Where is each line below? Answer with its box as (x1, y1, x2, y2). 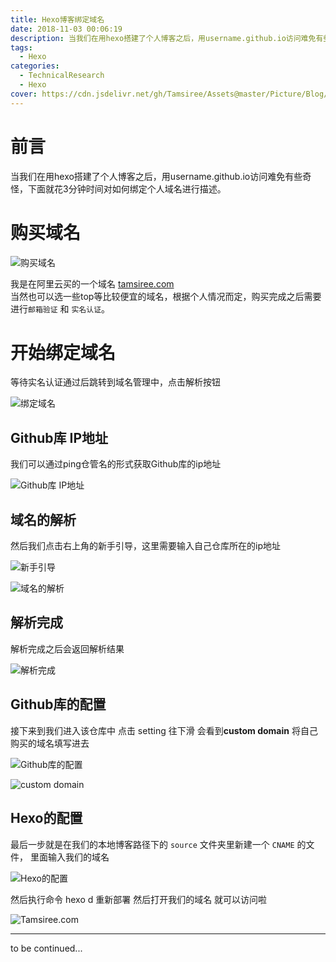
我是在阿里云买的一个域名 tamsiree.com (10, 277, 175, 290)
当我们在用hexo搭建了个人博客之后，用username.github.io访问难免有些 (10, 170, 303, 182)
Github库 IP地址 (10, 429, 109, 446)
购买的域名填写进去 (10, 737, 90, 749)
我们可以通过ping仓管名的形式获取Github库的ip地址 (10, 458, 222, 470)
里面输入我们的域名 (29, 851, 110, 863)
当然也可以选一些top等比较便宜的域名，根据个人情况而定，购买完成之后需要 (10, 290, 322, 302)
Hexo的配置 (10, 810, 83, 827)
